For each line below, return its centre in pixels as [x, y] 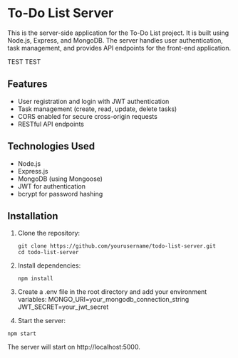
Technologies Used [51, 146]
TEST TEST [24, 61]
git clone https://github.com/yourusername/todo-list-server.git [117, 246]
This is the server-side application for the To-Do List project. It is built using [118, 33]
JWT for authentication [51, 186]
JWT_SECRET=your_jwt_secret [63, 307]
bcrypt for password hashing [60, 194]
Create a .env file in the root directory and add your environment [112, 292]
